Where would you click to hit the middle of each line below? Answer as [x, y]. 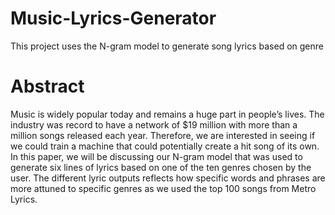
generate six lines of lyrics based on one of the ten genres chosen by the [161, 167]
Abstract [47, 86]
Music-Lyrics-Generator [113, 18]
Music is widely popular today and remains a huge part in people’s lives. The [167, 114]
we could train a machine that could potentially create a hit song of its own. [165, 146]
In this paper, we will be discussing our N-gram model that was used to [156, 156]
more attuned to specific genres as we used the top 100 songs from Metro [163, 188]
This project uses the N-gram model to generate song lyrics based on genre [167, 46]
